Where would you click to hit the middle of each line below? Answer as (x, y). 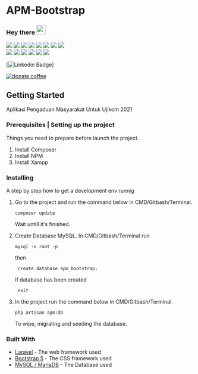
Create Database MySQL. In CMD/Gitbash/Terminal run (82, 236)
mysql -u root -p (36, 246)
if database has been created (51, 279)
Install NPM (29, 156)
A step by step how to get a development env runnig (70, 190)
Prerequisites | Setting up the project (60, 125)
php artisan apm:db (39, 313)
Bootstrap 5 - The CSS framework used (63, 358)
